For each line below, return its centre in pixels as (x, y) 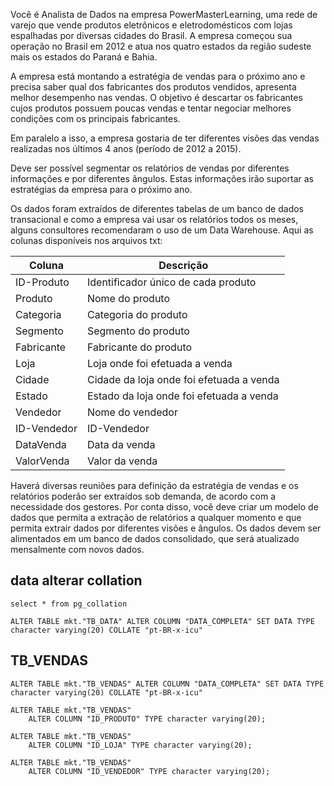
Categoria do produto (137, 314)
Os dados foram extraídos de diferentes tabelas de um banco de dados (157, 208)
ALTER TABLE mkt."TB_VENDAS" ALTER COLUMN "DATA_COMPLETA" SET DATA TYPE (167, 684)
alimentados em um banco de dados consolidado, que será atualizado (155, 538)
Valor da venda (122, 461)
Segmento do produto (138, 331)
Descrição (183, 265)
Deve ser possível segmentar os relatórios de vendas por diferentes (150, 168)
